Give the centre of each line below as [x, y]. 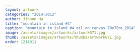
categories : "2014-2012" [31, 14]
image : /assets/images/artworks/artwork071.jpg [55, 33]
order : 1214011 [21, 42]
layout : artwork [22, 10]
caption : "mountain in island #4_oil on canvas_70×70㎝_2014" [70, 28]
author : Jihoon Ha [24, 19]
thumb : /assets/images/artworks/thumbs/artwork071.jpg [63, 38]
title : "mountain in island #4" [38, 24]
